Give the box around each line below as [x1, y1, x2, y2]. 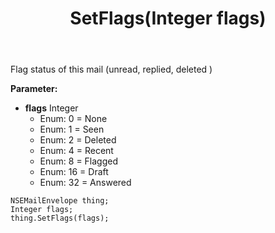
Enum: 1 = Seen [39, 123, 105, 136]
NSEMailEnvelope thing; [10, 196, 110, 206]
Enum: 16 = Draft [39, 166, 109, 178]
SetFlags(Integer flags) [69, 7, 267, 30]
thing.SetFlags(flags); [10, 213, 110, 224]
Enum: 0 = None [39, 113, 108, 125]
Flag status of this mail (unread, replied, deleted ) [10, 63, 213, 76]
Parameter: [10, 83, 58, 95]
